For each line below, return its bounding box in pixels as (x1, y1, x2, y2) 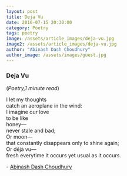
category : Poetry (6, 25, 49, 31)
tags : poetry (6, 30, 38, 36)
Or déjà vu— (6, 146, 36, 153)
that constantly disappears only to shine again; (6, 139, 119, 146)
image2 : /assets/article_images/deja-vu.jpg (6, 42, 117, 47)
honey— (6, 120, 26, 127)
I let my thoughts (6, 96, 47, 103)
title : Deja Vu (6, 14, 44, 20)
